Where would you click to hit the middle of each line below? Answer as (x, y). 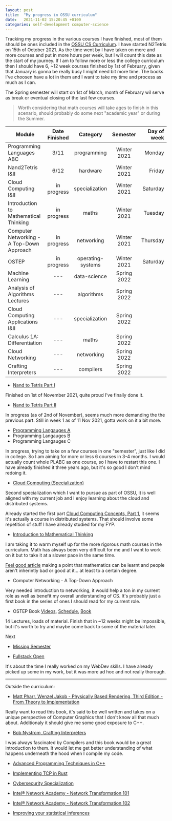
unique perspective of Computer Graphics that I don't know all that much (82, 717)
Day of (156, 131)
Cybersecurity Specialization (43, 783)
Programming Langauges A (41, 430)
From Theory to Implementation (46, 702)
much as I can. (21, 83)
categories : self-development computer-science (57, 24)
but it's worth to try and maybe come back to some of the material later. (81, 627)
